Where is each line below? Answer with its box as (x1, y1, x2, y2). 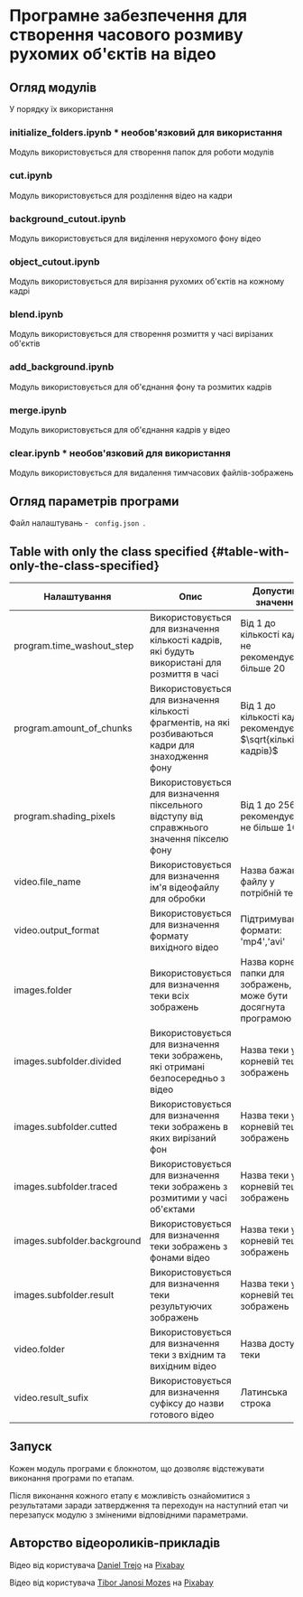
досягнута (240, 1001, 286, 1013)
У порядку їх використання (9, 104, 114, 114)
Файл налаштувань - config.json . (9, 518, 146, 528)
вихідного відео (150, 941, 219, 953)
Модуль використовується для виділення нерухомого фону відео (9, 232, 262, 244)
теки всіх (150, 990, 189, 1002)
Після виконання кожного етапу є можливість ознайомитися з (9, 1490, 251, 1500)
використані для (150, 657, 222, 668)
